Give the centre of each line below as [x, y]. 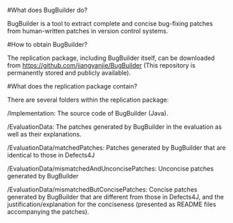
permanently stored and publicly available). [69, 73]
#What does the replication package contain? [72, 86]
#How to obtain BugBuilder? [48, 44]
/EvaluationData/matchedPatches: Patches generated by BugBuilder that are [116, 148]
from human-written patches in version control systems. [88, 31]
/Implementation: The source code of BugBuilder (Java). [88, 113]
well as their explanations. [45, 134]
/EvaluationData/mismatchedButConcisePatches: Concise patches [102, 190]
